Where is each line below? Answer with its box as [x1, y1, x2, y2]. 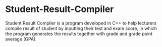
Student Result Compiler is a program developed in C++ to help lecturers [5, 20, 157, 26]
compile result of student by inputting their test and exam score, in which [5, 25, 157, 31]
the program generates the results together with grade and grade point [5, 30, 153, 36]
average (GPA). [5, 36, 37, 42]
